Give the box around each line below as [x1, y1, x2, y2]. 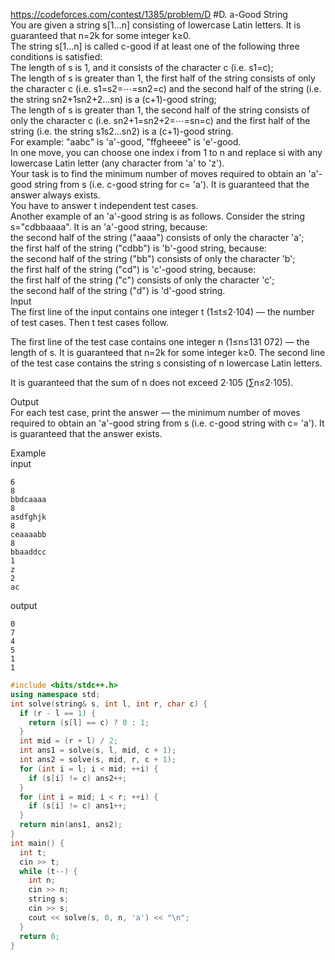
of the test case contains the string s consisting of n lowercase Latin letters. [10, 357, 323, 369]
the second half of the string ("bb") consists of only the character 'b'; [10, 253, 296, 264]
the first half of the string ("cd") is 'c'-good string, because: [10, 264, 257, 275]
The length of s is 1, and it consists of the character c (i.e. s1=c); [10, 62, 274, 73]
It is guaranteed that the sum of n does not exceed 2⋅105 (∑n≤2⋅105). [10, 377, 294, 388]
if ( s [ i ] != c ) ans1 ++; [28, 801, 128, 811]
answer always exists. [10, 189, 101, 201]
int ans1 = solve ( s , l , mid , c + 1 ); [19, 745, 177, 756]
